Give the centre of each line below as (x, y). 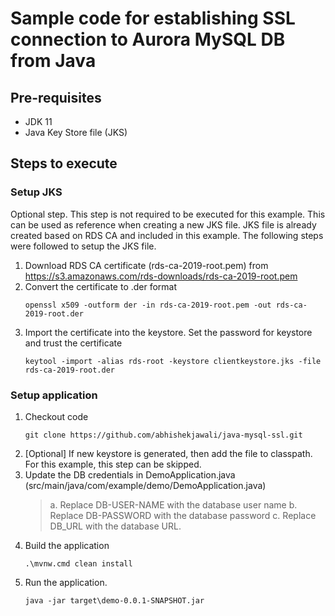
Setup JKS (36, 192)
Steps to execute (64, 163)
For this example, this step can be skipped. (113, 464)
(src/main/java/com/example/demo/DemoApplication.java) (145, 485)
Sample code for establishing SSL (153, 18)
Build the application (67, 545)
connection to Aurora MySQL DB (148, 39)
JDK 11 (38, 121)
